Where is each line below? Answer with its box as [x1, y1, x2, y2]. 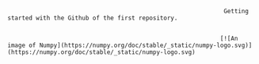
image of [7, 41, 36, 49]
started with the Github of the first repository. [7, 14, 178, 22]
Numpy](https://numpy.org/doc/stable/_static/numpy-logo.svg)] [39, 41, 253, 49]
